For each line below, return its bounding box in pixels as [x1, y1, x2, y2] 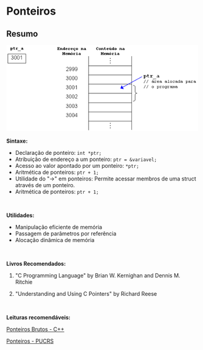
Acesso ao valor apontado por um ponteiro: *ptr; [15, 162, 140, 170]
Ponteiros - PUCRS [6, 337, 54, 345]
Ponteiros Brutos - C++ [6, 326, 65, 333]
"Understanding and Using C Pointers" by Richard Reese [15, 290, 157, 298]
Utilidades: [6, 212, 35, 219]
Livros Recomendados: [6, 260, 66, 268]
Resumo [6, 29, 38, 39]
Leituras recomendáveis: [6, 314, 71, 321]
